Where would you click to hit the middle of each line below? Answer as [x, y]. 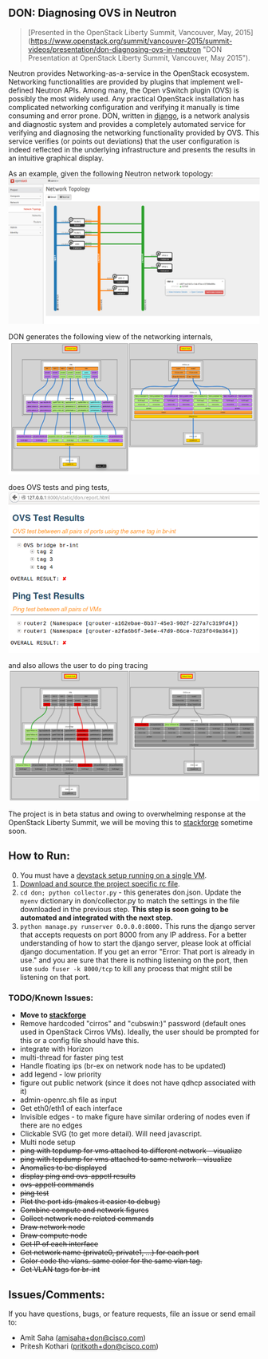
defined [21, 90]
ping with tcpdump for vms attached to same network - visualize [126, 1159]
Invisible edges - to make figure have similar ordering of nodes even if [135, 1117]
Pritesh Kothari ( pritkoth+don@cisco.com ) [89, 1346]
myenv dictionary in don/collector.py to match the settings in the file [130, 900]
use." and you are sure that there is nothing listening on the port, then [134, 960]
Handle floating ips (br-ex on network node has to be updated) [123, 1066]
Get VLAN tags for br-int [60, 1270]
